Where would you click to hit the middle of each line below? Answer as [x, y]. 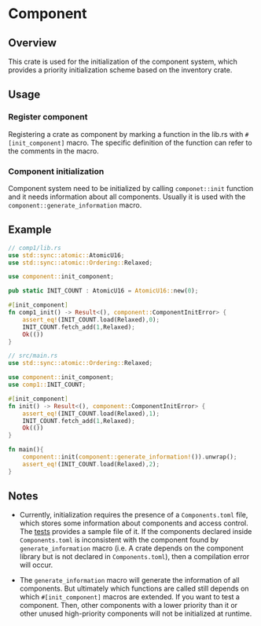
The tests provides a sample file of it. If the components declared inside [136, 532]
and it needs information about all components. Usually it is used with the [127, 197]
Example [30, 230]
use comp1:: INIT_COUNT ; [47, 385]
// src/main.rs [33, 356]
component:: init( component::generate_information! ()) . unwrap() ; [130, 457]
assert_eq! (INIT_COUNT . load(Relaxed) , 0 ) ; [91, 319]
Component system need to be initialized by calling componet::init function [131, 188]
